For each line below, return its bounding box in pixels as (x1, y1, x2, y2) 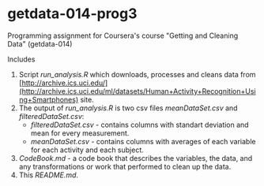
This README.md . (18, 170, 79, 180)
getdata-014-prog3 (7, 5, 138, 23)
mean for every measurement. (30, 128, 130, 138)
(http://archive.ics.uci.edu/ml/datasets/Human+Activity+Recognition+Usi (18, 86, 256, 95)
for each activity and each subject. (30, 145, 144, 154)
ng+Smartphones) (18, 95, 79, 104)
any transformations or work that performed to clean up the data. (18, 162, 232, 171)
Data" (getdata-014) (7, 39, 73, 48)
